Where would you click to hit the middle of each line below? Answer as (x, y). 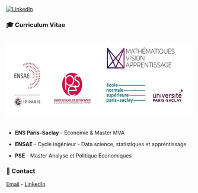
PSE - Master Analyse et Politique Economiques (73, 156)
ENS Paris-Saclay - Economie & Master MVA (70, 133)
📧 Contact (21, 171)
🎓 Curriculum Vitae (36, 25)
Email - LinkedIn (26, 184)
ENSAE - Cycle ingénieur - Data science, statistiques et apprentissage (100, 144)
